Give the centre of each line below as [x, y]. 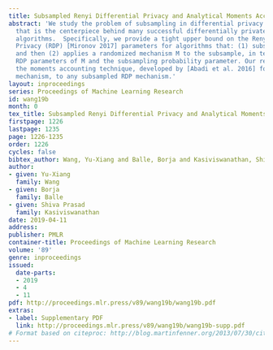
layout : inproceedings [47, 84]
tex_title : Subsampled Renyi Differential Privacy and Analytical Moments [138, 115]
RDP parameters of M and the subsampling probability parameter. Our [136, 62]
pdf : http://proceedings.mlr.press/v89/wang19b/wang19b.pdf [113, 303]
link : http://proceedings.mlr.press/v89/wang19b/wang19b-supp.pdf [130, 326]
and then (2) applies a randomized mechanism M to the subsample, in [136, 54]
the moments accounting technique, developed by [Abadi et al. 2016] [136, 69]
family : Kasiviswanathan [58, 212]
